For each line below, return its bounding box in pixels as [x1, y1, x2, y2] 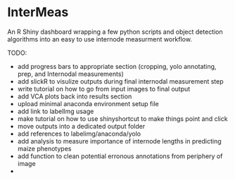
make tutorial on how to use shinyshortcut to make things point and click [17, 114, 228, 123]
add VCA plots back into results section [17, 92, 132, 101]
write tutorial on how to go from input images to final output [17, 84, 191, 93]
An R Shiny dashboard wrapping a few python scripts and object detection [7, 27, 223, 36]
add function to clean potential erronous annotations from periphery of [17, 152, 223, 160]
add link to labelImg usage [17, 107, 94, 115]
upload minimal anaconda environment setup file [17, 99, 160, 108]
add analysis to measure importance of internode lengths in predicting [17, 136, 222, 145]
